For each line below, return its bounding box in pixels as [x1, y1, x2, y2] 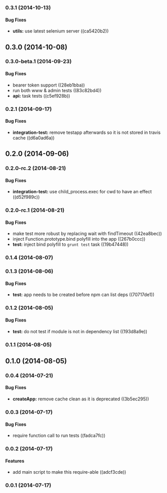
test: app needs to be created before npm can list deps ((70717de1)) [12, 292, 155, 298]
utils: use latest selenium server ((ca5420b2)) [12, 28, 109, 34]
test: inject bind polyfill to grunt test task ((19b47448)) [12, 241, 129, 248]
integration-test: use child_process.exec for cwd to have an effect [12, 189, 152, 195]
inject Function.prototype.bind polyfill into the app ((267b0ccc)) [12, 236, 146, 242]
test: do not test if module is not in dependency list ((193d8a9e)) [12, 328, 148, 334]
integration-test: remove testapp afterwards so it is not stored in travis [12, 129, 161, 135]
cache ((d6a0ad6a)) [12, 134, 55, 141]
